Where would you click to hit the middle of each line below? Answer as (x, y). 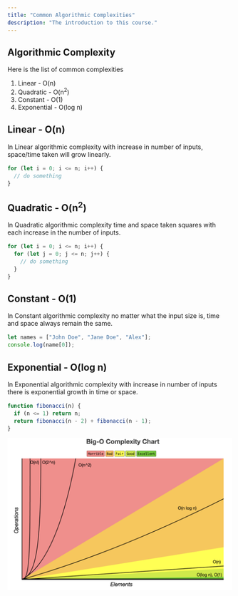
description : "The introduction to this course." (83, 22)
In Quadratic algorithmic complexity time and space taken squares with (112, 225)
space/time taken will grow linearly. (59, 154)
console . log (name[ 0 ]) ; (41, 345)
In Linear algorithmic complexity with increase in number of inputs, (105, 147)
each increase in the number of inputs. (64, 232)
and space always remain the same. (60, 324)
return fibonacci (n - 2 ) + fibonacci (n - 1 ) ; (83, 421)
